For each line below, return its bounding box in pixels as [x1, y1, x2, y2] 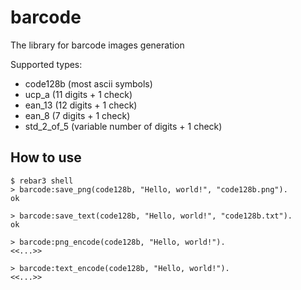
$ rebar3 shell [10, 176, 74, 186]
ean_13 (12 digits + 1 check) [24, 99, 138, 111]
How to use [10, 149, 82, 166]
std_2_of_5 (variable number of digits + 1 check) [24, 120, 223, 132]
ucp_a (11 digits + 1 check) [24, 88, 133, 100]
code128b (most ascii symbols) [24, 77, 153, 90]
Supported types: [10, 58, 83, 70]
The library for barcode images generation [10, 39, 185, 51]
